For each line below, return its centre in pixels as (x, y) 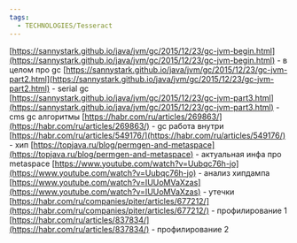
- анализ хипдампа (234, 172)
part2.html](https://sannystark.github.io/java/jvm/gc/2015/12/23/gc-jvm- (142, 79)
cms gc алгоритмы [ (47, 117)
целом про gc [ (38, 69)
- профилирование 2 (190, 229)
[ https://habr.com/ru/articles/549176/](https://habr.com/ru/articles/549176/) (148, 135)
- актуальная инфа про (238, 154)
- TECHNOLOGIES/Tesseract (65, 26)
